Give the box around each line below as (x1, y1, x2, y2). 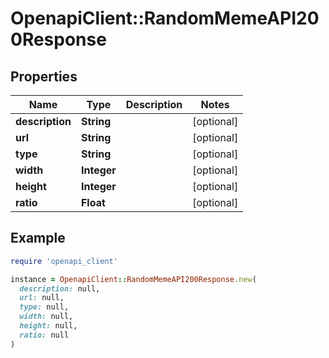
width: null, (19, 312, 74, 322)
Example (10, 230, 66, 247)
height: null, (19, 321, 78, 331)
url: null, (19, 293, 65, 303)
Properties (10, 68, 78, 85)
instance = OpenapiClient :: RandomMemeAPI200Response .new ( (10, 274, 257, 284)
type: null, (19, 302, 70, 312)
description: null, (19, 283, 101, 294)
